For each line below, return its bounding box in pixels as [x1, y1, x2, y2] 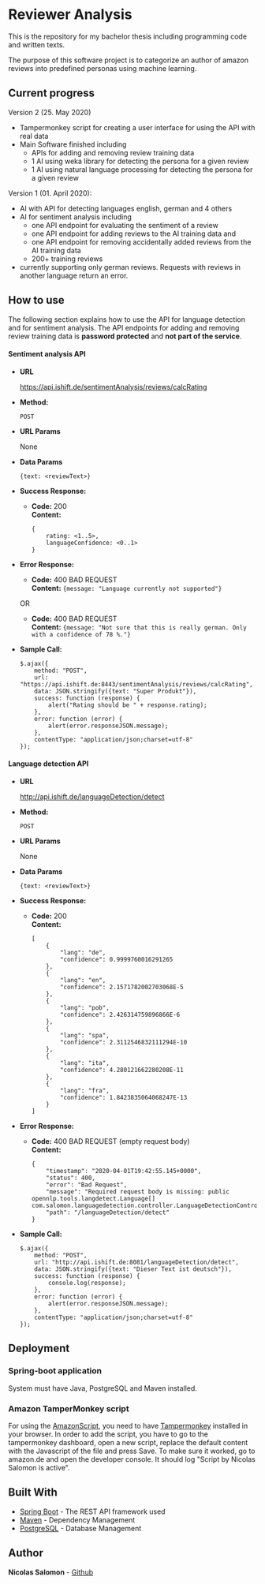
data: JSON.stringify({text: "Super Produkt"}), [34, 687, 197, 695]
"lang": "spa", [59, 1031, 110, 1039]
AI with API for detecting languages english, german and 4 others [19, 204, 233, 213]
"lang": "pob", [59, 1003, 110, 1011]
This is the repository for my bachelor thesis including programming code [8, 32, 247, 41]
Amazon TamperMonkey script [8, 1403, 129, 1414]
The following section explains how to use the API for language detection [8, 314, 246, 324]
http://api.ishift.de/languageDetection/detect [19, 791, 165, 801]
